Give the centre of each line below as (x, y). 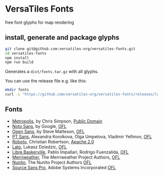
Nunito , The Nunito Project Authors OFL (52, 162)
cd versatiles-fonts (26, 53)
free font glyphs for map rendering (40, 22)
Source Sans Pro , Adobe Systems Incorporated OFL (64, 167)
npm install (17, 58)
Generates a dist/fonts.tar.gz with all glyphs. (52, 72)
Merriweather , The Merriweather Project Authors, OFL (66, 157)
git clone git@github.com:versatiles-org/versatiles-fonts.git (70, 49)
